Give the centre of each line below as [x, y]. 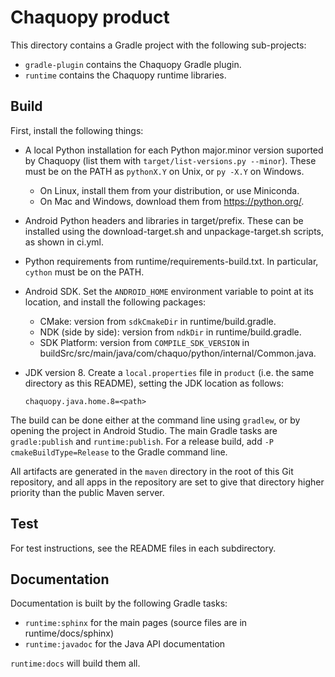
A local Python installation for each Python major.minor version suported [174, 150]
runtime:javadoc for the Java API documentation [125, 644]
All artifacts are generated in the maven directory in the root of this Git [152, 471]
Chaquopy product [90, 17]
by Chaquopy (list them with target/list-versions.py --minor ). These [170, 160]
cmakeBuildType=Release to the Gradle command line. [119, 452]
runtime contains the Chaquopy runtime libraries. [125, 75]
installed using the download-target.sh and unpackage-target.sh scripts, [174, 231]
